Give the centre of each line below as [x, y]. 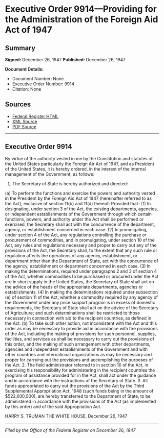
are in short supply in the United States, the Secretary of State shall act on [80, 281]
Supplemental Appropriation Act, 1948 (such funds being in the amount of [79, 391]
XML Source [25, 122]
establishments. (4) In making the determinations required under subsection [82, 292]
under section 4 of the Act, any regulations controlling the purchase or [76, 235]
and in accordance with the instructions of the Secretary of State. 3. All [76, 380]
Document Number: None [38, 79]
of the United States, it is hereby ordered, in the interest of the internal [76, 169]
